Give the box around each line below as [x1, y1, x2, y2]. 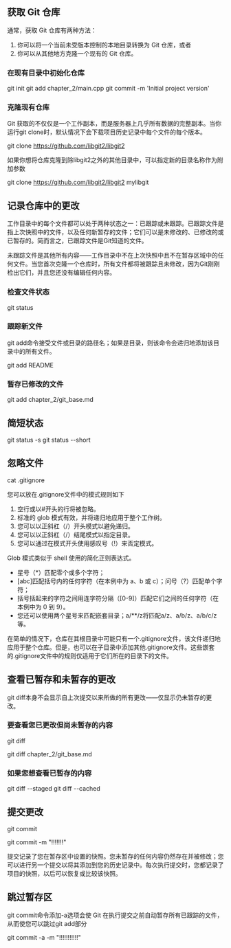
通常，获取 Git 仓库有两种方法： [7, 26, 98, 34]
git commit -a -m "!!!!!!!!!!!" [7, 933, 81, 941]
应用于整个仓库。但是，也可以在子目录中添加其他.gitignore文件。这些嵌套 [7, 643, 215, 651]
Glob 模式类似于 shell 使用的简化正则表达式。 [7, 554, 135, 562]
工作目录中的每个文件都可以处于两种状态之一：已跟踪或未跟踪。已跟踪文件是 [7, 219, 224, 228]
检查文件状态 [7, 287, 50, 297]
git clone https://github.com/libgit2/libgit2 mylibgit [7, 178, 149, 187]
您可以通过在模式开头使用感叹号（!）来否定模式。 [16, 539, 158, 548]
